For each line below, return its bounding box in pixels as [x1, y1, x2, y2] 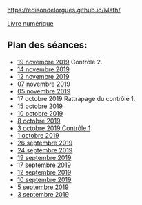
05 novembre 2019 [17, 87, 71, 96]
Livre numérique [7, 19, 54, 27]
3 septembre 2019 [17, 190, 69, 198]
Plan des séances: [7, 39, 88, 51]
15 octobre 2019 [17, 102, 63, 110]
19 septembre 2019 [17, 153, 72, 161]
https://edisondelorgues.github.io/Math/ [7, 6, 121, 14]
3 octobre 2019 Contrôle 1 [17, 124, 91, 132]
